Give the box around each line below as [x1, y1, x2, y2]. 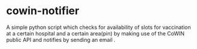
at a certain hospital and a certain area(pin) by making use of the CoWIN [6, 30, 184, 37]
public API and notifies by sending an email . [6, 36, 116, 43]
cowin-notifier [6, 4, 80, 18]
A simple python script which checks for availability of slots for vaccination [6, 24, 191, 31]
